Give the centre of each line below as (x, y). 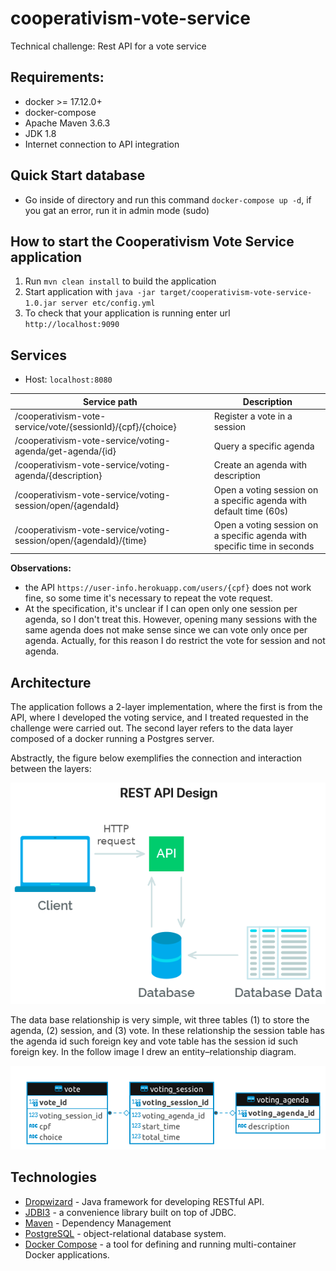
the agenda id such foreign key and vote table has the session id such (154, 1041)
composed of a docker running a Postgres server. (112, 739)
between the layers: (51, 769)
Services (39, 355)
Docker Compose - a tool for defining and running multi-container (160, 1244)
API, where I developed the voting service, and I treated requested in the (160, 718)
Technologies (54, 1177)
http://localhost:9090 (72, 325)
